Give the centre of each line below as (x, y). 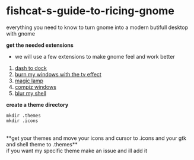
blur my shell (30, 93)
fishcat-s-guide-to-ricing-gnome (90, 11)
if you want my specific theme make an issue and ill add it (77, 151)
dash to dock (31, 68)
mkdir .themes (24, 116)
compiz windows (35, 87)
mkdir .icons (22, 121)
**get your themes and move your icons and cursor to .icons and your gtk (96, 138)
